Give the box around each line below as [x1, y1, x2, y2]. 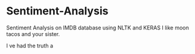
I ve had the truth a [6, 42, 53, 49]
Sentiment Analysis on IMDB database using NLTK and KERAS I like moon [6, 24, 189, 31]
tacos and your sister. [6, 30, 60, 37]
